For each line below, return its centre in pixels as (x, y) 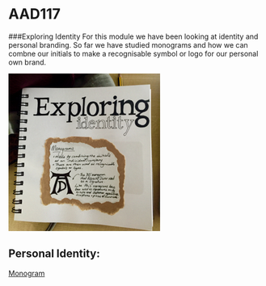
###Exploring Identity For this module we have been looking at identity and (133, 36)
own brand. (27, 62)
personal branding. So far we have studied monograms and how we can (128, 44)
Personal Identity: (54, 254)
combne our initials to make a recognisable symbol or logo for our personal (133, 53)
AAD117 (34, 14)
